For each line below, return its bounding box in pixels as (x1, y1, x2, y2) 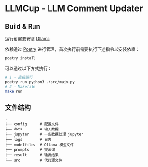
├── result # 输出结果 (5, 153, 59, 158)
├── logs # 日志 (5, 137, 52, 142)
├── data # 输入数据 (5, 127, 59, 132)
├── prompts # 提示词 (5, 148, 55, 152)
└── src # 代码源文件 (5, 158, 63, 163)
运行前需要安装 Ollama (5, 36, 50, 41)
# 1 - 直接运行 (5, 75, 33, 80)
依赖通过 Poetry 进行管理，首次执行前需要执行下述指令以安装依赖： (5, 46, 140, 52)
